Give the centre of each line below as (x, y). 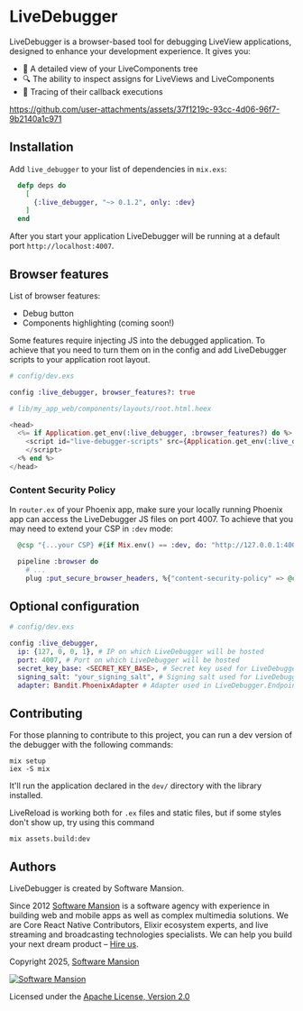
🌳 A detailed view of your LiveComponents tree (110, 69)
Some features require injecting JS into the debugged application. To (138, 340)
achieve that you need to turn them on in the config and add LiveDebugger (148, 350)
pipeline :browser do (58, 561)
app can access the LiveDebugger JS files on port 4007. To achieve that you (151, 519)
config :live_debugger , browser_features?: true (102, 392)
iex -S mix (30, 769)
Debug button (48, 313)
